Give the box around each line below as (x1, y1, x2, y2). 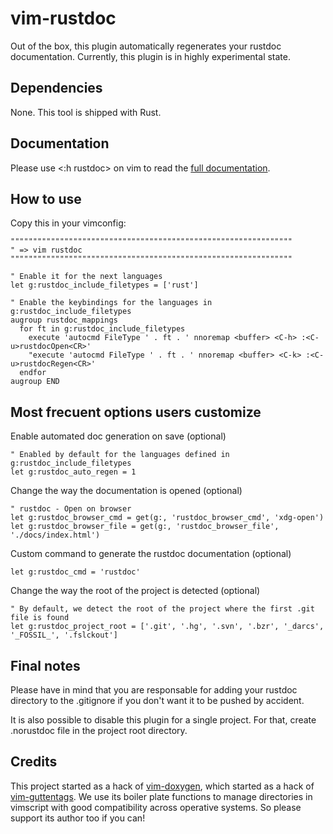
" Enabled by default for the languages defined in (10, 450, 230, 460)
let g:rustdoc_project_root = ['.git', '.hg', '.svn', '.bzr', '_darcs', (10, 622, 325, 632)
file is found (10, 613, 70, 623)
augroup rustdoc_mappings (10, 315, 118, 326)
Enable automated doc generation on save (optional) (10, 430, 227, 442)
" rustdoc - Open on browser (10, 504, 132, 514)
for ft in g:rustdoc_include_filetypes (19, 324, 186, 334)
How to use (10, 190, 82, 207)
